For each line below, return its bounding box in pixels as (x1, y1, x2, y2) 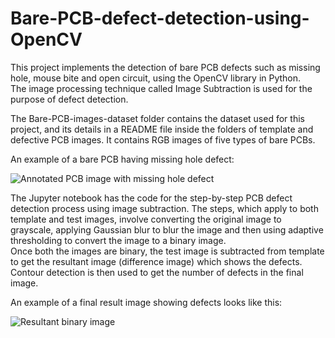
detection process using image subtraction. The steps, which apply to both (10, 202, 319, 214)
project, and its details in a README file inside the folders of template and (10, 123, 314, 135)
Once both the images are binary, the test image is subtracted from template (10, 245, 325, 257)
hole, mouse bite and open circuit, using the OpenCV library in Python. (10, 72, 302, 84)
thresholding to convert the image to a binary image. (10, 234, 227, 246)
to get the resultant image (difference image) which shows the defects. (10, 255, 303, 267)
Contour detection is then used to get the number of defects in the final (10, 266, 304, 278)
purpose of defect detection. (10, 93, 129, 105)
